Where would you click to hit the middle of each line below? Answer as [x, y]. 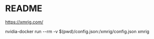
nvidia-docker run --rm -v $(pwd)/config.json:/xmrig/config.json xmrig [77, 31]
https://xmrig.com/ [24, 22]
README [24, 9]
